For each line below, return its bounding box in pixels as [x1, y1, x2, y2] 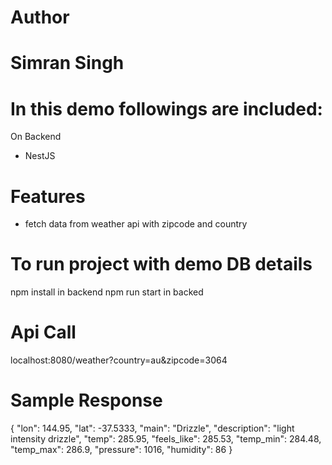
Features [10, 185, 86, 208]
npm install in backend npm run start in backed [10, 286, 204, 298]
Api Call [10, 321, 77, 344]
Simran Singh [10, 52, 125, 75]
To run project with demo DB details [10, 253, 313, 276]
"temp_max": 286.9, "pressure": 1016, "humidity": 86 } [10, 444, 233, 456]
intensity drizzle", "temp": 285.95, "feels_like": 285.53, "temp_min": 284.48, [10, 433, 322, 445]
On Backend [10, 131, 62, 143]
